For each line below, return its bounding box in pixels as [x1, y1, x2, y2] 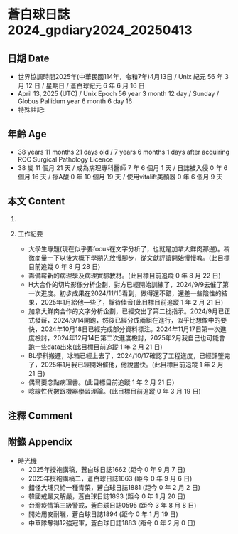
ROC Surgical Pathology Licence [17, 155, 114, 164]
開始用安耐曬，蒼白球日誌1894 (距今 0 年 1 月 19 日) [28, 510, 179, 518]
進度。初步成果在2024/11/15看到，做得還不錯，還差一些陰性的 [40, 289, 222, 298]
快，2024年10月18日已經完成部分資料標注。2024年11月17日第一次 [28, 325, 220, 333]
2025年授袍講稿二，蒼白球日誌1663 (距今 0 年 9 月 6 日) [28, 474, 193, 483]
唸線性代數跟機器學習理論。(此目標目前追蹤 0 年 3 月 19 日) [28, 387, 201, 395]
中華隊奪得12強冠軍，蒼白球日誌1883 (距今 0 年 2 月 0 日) [28, 518, 196, 527]
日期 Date [7, 52, 50, 64]
